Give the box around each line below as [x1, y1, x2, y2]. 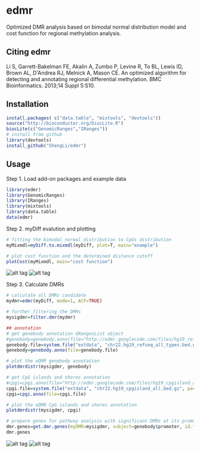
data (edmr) [6, 214, 33, 220]
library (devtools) [6, 137, 52, 143]
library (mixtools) [6, 204, 52, 209]
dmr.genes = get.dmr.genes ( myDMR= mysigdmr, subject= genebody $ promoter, [6, 424, 183, 430]
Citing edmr [6, 47, 51, 57]
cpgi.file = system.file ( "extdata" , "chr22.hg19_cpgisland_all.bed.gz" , [6, 386, 185, 392]
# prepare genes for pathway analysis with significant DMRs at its [6, 418, 180, 424]
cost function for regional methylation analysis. [6, 29, 121, 36]
